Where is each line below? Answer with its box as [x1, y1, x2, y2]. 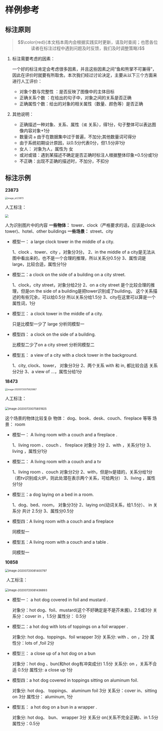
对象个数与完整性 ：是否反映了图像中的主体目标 [19, 89, 115, 94]
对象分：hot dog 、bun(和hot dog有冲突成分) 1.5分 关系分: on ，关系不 [12, 661, 153, 667]
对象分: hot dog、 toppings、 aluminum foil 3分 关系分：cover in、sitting [12, 688, 157, 693]
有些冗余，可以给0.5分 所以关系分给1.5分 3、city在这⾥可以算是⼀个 [20, 294, 156, 300]
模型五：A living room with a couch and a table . [12, 539, 109, 545]
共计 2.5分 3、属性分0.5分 [21, 508, 74, 514]
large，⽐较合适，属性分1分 [12, 261, 67, 267]
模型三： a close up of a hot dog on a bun [12, 650, 96, 656]
